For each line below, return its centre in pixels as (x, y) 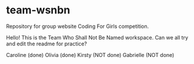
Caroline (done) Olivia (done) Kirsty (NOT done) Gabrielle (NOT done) (90, 55)
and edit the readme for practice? (46, 44)
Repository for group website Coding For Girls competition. (78, 26)
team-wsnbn (38, 10)
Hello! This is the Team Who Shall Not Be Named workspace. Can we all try (97, 37)
